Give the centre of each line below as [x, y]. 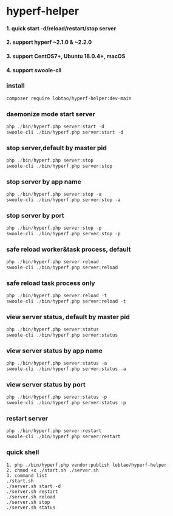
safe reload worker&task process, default [69, 249]
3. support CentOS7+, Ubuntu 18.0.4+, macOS [66, 56]
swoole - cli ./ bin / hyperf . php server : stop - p [63, 234]
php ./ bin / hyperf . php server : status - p [57, 397]
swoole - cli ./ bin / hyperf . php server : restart [63, 437]
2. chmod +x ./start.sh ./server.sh [53, 470]
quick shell [23, 452]
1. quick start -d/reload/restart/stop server [61, 28]
